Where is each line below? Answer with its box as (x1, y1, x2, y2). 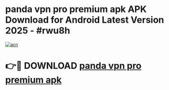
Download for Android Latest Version (5, 14, 164, 26)
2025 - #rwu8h (5, 25, 70, 36)
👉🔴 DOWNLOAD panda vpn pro (5, 60, 142, 71)
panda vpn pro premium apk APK (5, 4, 147, 15)
